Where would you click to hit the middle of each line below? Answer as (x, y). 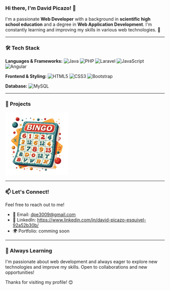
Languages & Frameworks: (34, 61)
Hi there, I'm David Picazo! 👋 (41, 8)
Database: (16, 86)
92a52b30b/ (26, 225)
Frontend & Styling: (26, 76)
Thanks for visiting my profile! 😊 (39, 282)
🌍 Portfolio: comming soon (41, 231)
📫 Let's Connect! (27, 192)
